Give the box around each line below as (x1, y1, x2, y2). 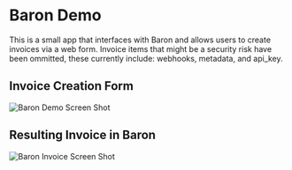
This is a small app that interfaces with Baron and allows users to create (9, 34, 272, 45)
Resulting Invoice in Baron (9, 128, 157, 143)
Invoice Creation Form (9, 78, 134, 93)
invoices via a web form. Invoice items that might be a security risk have (9, 43, 273, 54)
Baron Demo (9, 5, 102, 26)
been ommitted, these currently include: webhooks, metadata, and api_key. (9, 53, 283, 63)
